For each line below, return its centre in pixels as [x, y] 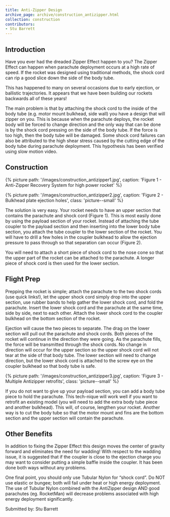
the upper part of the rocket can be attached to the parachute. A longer [80, 257]
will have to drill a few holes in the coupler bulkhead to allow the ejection [81, 237]
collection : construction [32, 19]
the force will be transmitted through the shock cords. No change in [76, 344]
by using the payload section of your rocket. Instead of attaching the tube [82, 221]
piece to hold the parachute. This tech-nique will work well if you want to [81, 396]
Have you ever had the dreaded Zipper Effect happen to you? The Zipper [81, 61]
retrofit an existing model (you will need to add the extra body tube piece [81, 402]
